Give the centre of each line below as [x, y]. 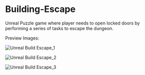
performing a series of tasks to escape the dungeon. [59, 28]
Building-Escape [40, 9]
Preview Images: [22, 38]
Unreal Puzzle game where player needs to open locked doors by [72, 23]
